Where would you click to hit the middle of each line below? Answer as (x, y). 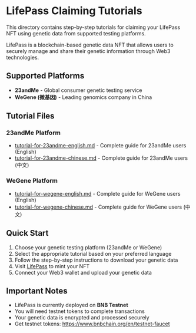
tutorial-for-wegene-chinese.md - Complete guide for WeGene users (98, 207)
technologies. (23, 57)
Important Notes (37, 291)
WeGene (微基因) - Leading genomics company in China (83, 97)
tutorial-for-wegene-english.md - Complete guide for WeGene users (97, 193)
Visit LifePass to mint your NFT (52, 266)
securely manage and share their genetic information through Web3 (88, 51)
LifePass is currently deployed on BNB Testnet (71, 305)
